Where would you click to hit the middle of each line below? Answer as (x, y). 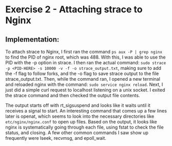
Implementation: (32, 39)
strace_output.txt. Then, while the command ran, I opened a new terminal (83, 79)
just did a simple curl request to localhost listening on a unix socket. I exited (85, 90)
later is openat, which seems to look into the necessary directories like (80, 116)
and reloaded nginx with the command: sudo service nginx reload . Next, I (84, 84)
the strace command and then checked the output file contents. (73, 95)
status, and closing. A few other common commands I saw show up (77, 133)
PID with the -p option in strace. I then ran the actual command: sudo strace (86, 62)
